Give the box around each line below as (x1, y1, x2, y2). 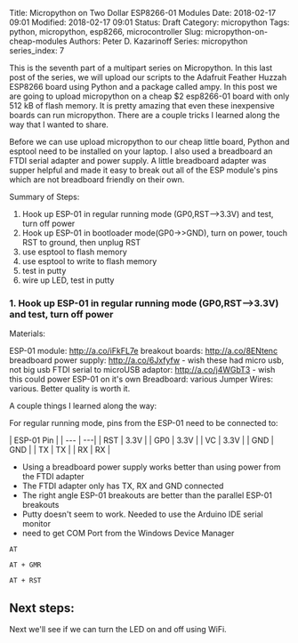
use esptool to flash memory (21, 246, 127, 257)
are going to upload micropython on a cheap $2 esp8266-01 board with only (9, 91, 290, 101)
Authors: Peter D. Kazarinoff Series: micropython (68, 36, 248, 46)
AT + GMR (9, 560, 42, 570)
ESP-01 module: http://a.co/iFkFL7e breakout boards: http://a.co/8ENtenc (9, 346, 278, 357)
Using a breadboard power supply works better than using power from (21, 462, 281, 472)
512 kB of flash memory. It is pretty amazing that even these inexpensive (9, 100, 276, 110)
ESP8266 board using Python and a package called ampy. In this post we (9, 82, 278, 92)
